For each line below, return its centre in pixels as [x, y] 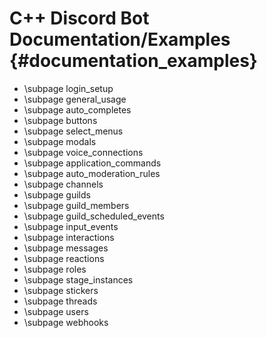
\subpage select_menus [73, 131]
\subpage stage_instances [78, 279]
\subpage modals [60, 141]
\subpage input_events [71, 226]
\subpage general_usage [75, 99]
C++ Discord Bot [79, 18]
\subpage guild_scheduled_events [94, 216]
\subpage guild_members [76, 205]
